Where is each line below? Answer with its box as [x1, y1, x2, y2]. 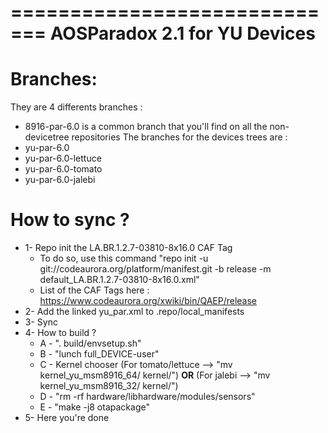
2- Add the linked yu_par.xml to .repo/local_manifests [24, 306, 245, 318]
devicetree [24, 131, 70, 143]
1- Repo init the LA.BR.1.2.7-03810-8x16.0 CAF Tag [24, 242, 233, 254]
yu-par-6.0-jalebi [24, 174, 96, 186]
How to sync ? [10, 209, 130, 231]
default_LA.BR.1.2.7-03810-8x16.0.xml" [39, 274, 200, 286]
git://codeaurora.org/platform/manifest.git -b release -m [39, 263, 272, 275]
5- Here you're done [24, 412, 110, 424]
